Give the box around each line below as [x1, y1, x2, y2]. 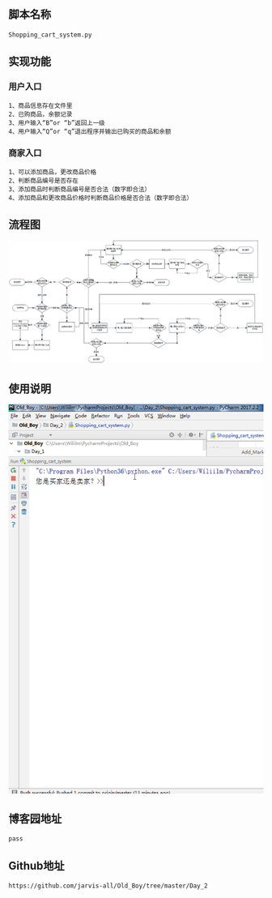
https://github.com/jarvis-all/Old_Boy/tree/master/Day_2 [8, 882, 208, 890]
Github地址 [8, 858, 65, 873]
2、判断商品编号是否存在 [8, 177, 79, 185]
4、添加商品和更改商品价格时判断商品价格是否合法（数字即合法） [8, 194, 193, 202]
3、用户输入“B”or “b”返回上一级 [8, 118, 105, 127]
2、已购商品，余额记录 [8, 110, 73, 118]
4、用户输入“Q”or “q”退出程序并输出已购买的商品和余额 [8, 127, 172, 135]
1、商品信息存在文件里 [8, 101, 73, 109]
